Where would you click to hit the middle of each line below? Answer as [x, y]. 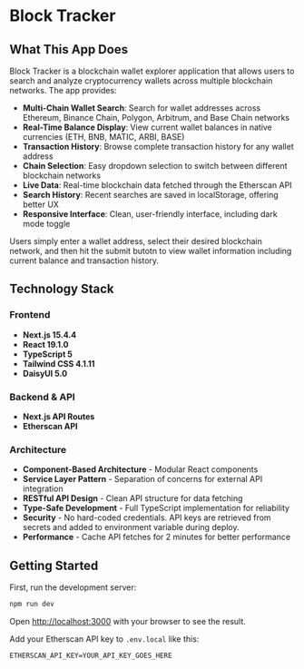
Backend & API [42, 397]
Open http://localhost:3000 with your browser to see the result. [128, 621]
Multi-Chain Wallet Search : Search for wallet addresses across [142, 108]
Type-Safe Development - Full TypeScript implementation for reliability [156, 508]
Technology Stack [62, 289]
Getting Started [54, 565]
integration [43, 489]
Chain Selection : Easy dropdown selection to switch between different [155, 166]
